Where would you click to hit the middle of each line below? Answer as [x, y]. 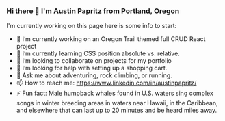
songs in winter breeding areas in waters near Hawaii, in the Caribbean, [117, 103]
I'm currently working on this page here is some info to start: [92, 26]
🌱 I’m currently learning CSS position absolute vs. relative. [98, 53]
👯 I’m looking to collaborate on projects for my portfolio [94, 61]
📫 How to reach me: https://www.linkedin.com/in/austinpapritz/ [106, 83]
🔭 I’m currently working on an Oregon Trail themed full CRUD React [111, 39]
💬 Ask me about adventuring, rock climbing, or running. [94, 75]
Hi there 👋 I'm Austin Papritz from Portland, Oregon [93, 11]
